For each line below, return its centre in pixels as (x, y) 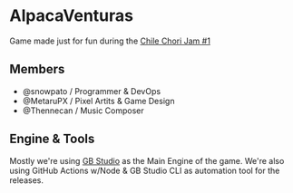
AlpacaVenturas (72, 16)
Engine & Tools (52, 139)
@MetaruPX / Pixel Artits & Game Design (98, 101)
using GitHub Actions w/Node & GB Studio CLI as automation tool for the (145, 170)
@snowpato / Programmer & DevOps (92, 91)
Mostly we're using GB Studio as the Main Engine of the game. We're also (147, 160)
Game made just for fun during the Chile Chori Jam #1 (110, 41)
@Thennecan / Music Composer (83, 111)
